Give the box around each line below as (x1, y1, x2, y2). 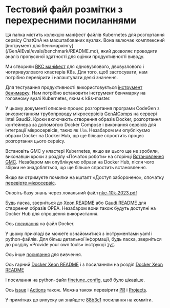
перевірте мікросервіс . (5, 179, 56, 186)
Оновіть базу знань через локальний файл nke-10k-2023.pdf (5, 189, 137, 196)
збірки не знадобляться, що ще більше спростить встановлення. (5, 164, 147, 170)
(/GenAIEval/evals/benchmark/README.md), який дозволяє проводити (5, 48, 158, 54)
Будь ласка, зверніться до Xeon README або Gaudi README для (5, 200, 146, 206)
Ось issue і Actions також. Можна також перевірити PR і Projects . (5, 286, 147, 293)
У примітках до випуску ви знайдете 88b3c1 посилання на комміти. (5, 297, 153, 303)
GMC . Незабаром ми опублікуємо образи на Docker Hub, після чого (5, 158, 155, 165)
